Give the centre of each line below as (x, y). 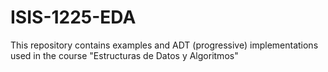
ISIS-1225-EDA (73, 17)
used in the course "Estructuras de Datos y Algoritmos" (124, 55)
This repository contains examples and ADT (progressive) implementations (164, 45)
